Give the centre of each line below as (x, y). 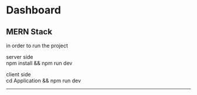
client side (18, 74)
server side (20, 57)
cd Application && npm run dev (43, 80)
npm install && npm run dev (39, 63)
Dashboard (34, 10)
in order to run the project (37, 45)
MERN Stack (29, 32)
